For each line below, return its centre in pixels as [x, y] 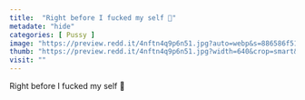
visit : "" [28, 60]
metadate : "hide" [42, 26]
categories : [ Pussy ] [52, 35]
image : [22, 43]
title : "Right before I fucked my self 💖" [93, 18]
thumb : [22, 52]
